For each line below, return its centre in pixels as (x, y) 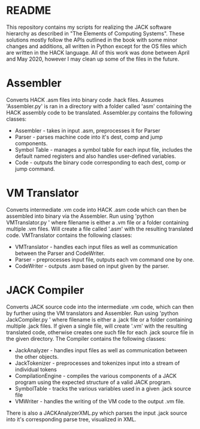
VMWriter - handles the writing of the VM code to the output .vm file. (100, 401)
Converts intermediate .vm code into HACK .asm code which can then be (96, 209)
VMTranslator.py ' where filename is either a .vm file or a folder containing (98, 222)
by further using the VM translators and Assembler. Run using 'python (92, 313)
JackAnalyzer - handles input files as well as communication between (101, 350)
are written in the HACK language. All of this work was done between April (98, 52)
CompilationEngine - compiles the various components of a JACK (96, 376)
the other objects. (37, 356)
